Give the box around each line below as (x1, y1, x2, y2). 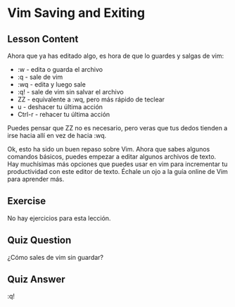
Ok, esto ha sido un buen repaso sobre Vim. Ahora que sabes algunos (7, 145, 210, 153)
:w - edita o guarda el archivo (17, 65, 103, 73)
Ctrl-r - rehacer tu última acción (17, 111, 110, 118)
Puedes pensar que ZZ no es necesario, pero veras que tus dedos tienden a (7, 124, 228, 132)
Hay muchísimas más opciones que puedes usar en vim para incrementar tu (7, 160, 228, 168)
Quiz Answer (7, 273, 65, 286)
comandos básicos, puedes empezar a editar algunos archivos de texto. (7, 153, 217, 161)
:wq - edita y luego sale (17, 80, 86, 89)
